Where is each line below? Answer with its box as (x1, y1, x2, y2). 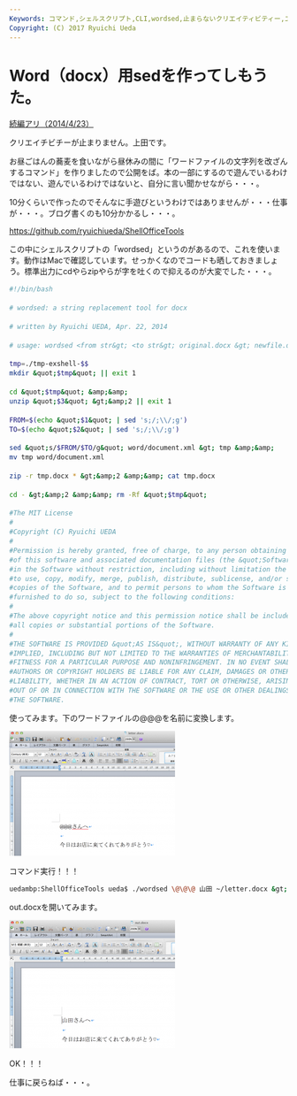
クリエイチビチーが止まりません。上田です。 (9, 137, 171, 148)
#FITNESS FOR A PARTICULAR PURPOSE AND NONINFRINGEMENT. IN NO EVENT (9, 658, 271, 667)
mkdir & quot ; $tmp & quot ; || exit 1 (9, 369, 137, 378)
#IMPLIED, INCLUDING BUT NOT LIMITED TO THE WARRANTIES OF (9, 648, 232, 658)
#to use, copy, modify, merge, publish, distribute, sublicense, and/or (9, 574, 283, 583)
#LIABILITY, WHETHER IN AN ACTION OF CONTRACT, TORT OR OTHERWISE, (9, 677, 263, 686)
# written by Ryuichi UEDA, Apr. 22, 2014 (9, 322, 168, 331)
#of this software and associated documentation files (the (9, 556, 236, 564)
